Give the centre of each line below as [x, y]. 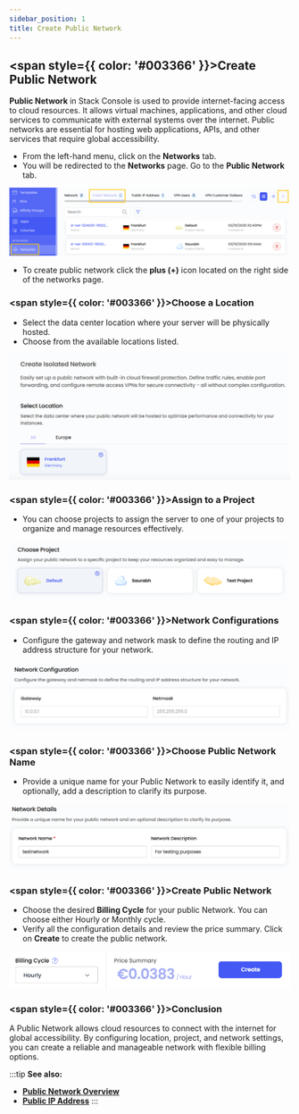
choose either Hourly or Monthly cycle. [94, 919]
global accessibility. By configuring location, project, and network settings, [146, 1037]
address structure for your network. [88, 649]
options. [25, 1056]
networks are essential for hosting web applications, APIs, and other [135, 130]
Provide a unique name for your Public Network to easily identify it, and [153, 782]
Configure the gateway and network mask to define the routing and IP [150, 640]
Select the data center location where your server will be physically [146, 322]
